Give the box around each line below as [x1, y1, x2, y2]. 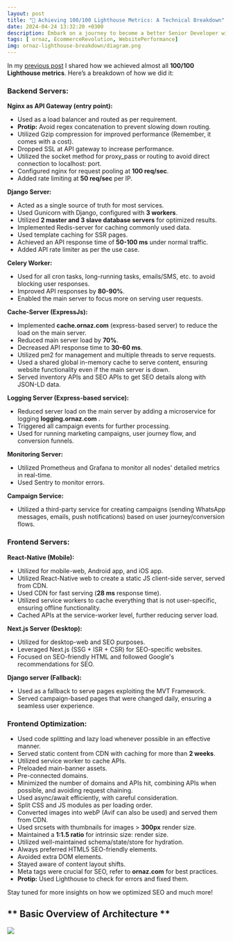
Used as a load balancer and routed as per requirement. [17, 115, 178, 124]
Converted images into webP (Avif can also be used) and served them [17, 808, 218, 816]
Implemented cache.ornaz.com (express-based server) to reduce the [17, 321, 218, 330]
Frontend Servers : [7, 537, 70, 547]
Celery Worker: [7, 259, 53, 267]
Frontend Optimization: [7, 719, 87, 729]
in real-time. [17, 471, 52, 480]
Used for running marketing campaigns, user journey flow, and [17, 430, 196, 438]
